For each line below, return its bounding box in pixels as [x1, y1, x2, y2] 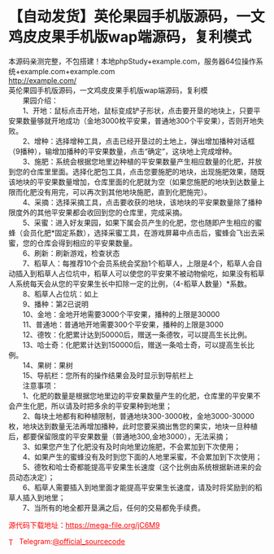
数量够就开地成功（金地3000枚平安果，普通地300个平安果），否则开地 [22, 116, 258, 125]
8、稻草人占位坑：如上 [22, 288, 99, 298]
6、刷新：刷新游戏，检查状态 [22, 248, 120, 257]
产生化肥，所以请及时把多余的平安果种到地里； [15, 401, 172, 411]
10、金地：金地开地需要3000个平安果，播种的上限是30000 [22, 309, 220, 319]
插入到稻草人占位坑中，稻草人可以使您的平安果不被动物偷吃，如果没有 [15, 268, 250, 278]
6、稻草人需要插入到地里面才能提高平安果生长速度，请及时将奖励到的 [22, 482, 255, 492]
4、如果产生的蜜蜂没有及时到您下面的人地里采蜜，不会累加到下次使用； [22, 451, 263, 461]
